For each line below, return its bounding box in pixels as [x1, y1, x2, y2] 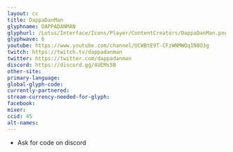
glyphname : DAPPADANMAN [7, 23, 76, 30]
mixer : [7, 106, 26, 113]
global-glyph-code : [7, 81, 64, 88]
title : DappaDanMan [7, 17, 64, 23]
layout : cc [7, 10, 39, 17]
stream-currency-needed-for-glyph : [7, 94, 110, 101]
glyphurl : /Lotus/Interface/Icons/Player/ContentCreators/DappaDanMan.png [7, 29, 228, 37]
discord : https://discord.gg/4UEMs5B [7, 61, 116, 68]
